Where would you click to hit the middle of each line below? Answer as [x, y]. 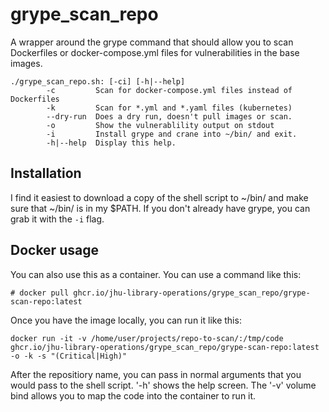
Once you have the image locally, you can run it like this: [126, 320]
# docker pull [40, 293]
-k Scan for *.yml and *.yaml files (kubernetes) [169, 108]
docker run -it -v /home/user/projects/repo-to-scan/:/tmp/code [147, 338]
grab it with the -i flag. [57, 219]
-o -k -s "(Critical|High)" [69, 356]
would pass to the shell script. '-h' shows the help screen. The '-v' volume [163, 385]
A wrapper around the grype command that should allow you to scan [152, 42]
